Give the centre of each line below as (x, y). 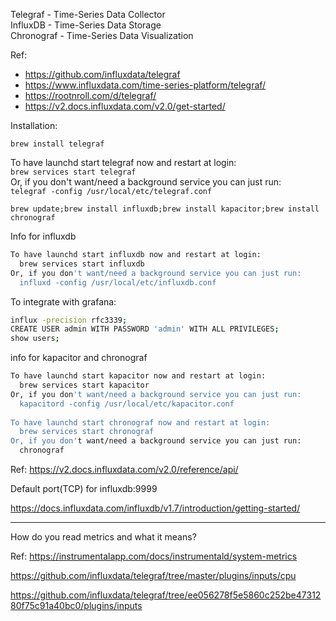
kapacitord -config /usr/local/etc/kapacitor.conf (127, 404)
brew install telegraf (57, 144)
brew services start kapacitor (84, 385)
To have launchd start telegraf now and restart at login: (123, 162)
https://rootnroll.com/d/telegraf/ (90, 95)
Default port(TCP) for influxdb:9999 (84, 488)
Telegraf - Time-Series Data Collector (88, 14)
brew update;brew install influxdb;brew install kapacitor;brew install (165, 209)
